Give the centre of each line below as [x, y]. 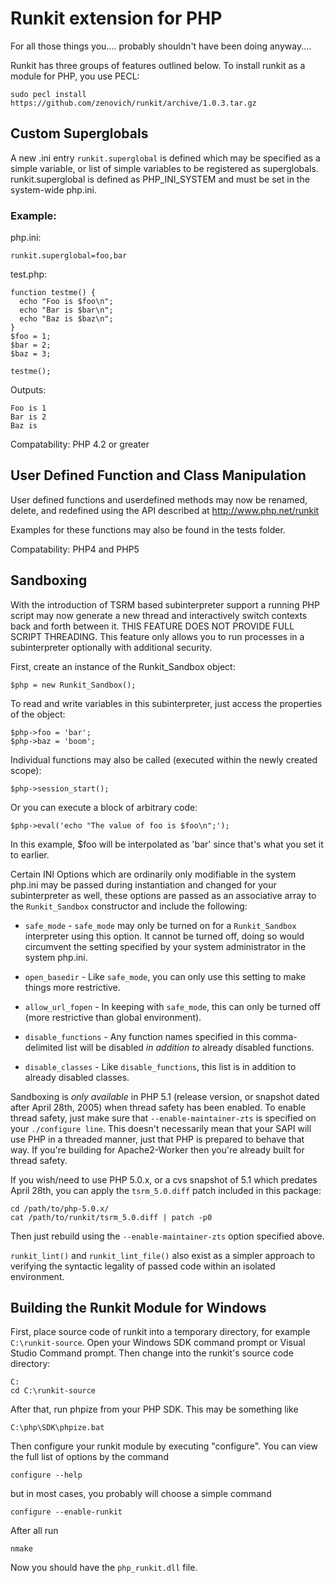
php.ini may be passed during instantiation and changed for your [143, 884]
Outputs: [28, 390]
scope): [26, 770]
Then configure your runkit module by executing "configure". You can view [164, 1446]
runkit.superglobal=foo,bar [69, 256]
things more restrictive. [72, 987]
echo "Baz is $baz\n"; [66, 319]
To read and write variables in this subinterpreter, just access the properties [166, 703]
